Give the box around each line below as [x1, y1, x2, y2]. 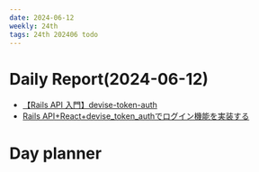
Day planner [9, 143, 102, 163]
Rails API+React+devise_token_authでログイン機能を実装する [22, 111, 250, 122]
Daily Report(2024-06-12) [9, 68, 209, 89]
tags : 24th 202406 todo [9, 30, 99, 39]
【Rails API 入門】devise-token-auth [22, 100, 157, 111]
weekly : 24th [9, 22, 58, 31]
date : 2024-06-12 [9, 13, 75, 23]
